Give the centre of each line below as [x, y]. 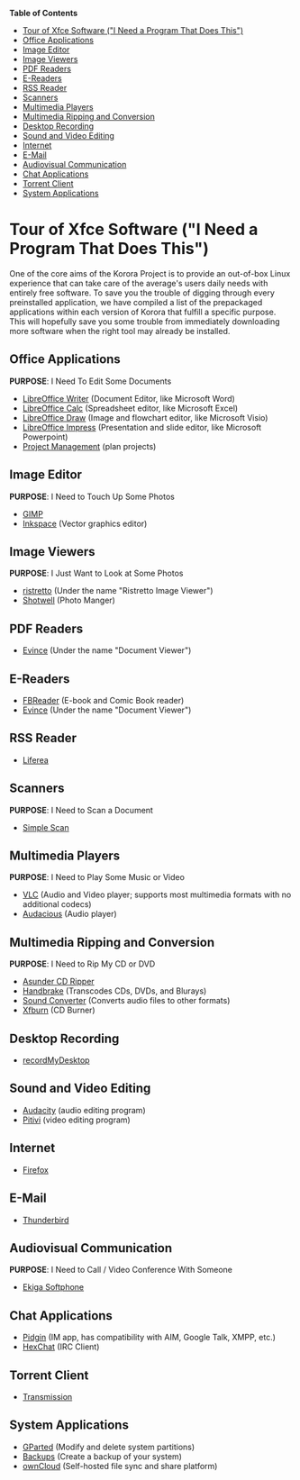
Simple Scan [45, 827]
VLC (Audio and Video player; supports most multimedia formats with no [157, 894]
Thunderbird [45, 1220]
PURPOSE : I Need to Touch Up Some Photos [92, 496]
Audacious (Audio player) [69, 914]
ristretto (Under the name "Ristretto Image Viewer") [118, 591]
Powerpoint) [45, 437]
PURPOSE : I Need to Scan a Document [81, 810]
